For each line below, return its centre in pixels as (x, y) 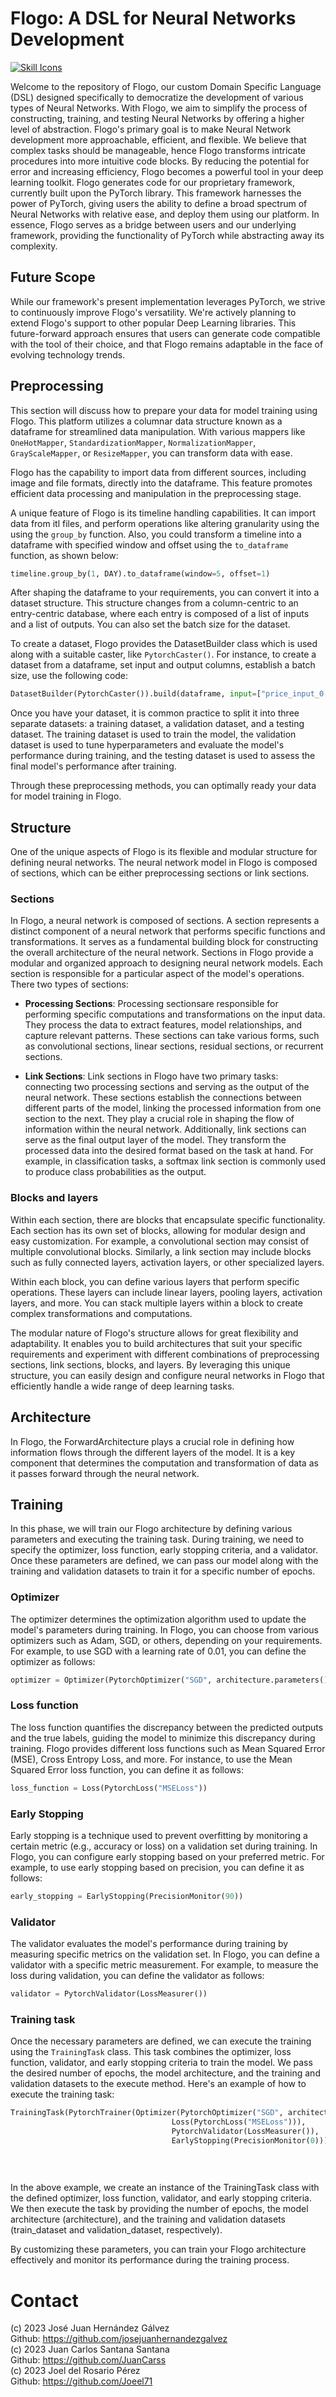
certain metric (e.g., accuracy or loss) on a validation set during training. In (164, 1846)
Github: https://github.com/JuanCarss (88, 2360)
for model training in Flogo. (66, 796)
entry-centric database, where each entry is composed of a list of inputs (160, 614)
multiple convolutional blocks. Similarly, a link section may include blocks (161, 1251)
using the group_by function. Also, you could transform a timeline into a (156, 534)
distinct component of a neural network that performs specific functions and (168, 931)
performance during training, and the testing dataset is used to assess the (163, 756)
